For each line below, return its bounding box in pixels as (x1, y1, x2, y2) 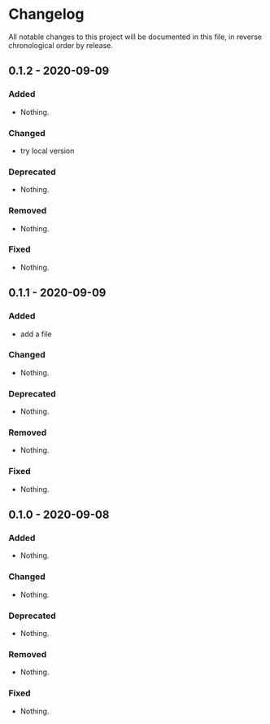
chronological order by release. (8, 40, 114, 50)
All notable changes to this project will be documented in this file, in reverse (8, 32, 263, 42)
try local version (20, 146, 75, 156)
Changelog (8, 5, 85, 24)
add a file (20, 329, 52, 339)
